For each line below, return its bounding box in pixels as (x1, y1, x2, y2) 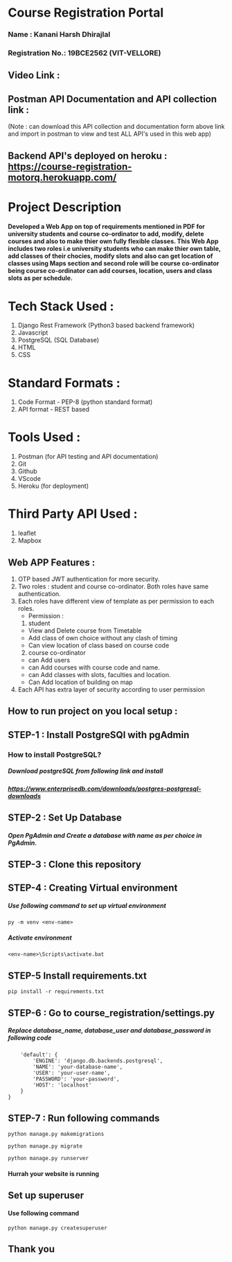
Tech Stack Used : (8, 298, 114, 314)
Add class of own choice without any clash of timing (28, 633, 178, 642)
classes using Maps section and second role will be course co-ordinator (8, 259, 220, 268)
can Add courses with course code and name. (28, 663, 160, 672)
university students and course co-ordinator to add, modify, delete (8, 230, 204, 238)
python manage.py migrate (8, 1143, 82, 1150)
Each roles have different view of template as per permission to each (17, 597, 215, 605)
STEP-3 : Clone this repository (8, 859, 141, 870)
